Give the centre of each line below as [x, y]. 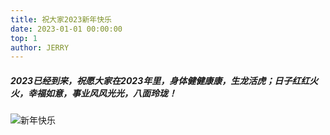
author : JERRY [40, 47]
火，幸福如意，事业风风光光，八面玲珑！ [93, 93]
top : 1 [24, 38]
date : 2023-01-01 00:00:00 [66, 29]
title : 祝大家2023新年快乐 [61, 19]
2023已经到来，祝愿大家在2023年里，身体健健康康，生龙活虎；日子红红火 [164, 80]
